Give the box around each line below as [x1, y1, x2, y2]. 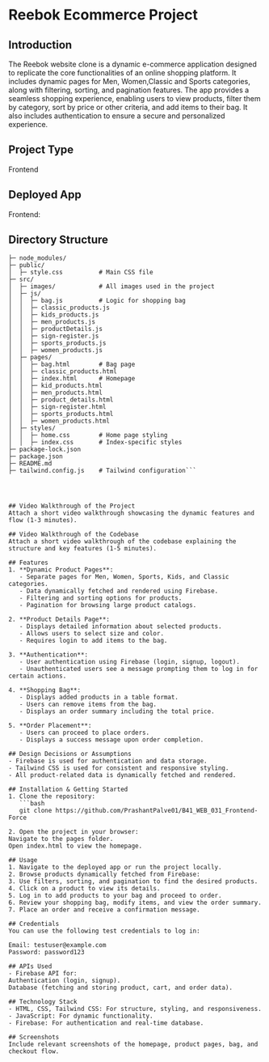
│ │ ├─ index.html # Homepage [8, 375, 136, 383]
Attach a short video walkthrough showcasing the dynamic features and [8, 509, 254, 517]
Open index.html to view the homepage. [8, 842, 143, 851]
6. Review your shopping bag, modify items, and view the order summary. [8, 898, 263, 907]
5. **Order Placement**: [8, 722, 92, 730]
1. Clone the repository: [8, 792, 95, 801]
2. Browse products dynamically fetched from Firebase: [8, 870, 200, 879]
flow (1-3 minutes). [8, 516, 78, 525]
